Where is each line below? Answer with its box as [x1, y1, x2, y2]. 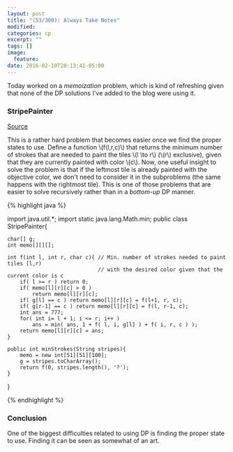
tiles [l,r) [7, 260, 42, 267]
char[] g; [7, 235, 36, 242]
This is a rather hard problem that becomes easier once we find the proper [7, 136, 222, 144]
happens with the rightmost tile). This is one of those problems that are [7, 180, 211, 189]
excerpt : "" [7, 36, 42, 43]
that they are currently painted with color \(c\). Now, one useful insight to [7, 158, 216, 166]
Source [7, 122, 28, 130]
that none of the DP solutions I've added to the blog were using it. [7, 89, 196, 97]
